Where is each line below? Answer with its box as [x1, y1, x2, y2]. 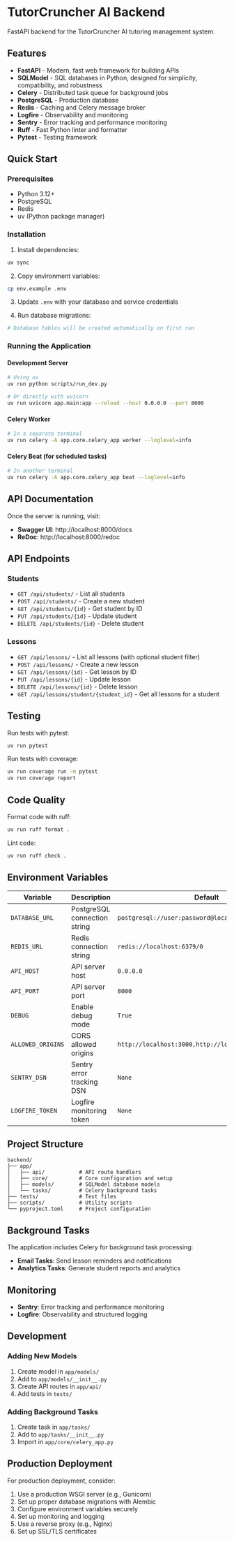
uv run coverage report [7, 774, 77, 782]
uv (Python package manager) [17, 212, 105, 221]
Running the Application [7, 342, 91, 351]
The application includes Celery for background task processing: [7, 1243, 194, 1251]
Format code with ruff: [7, 812, 72, 821]
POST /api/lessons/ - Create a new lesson [17, 660, 139, 668]
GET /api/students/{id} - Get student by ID [17, 605, 143, 613]
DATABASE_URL [10, 913, 54, 922]
